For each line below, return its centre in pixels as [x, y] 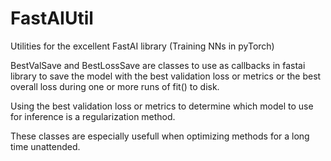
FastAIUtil [52, 18]
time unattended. [45, 146]
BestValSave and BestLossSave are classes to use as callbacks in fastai [158, 65]
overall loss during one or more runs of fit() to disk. [115, 86]
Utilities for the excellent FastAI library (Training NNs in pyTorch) [142, 46]
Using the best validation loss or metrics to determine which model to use [162, 106]
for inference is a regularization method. [93, 116]
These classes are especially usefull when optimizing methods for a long [160, 136]
